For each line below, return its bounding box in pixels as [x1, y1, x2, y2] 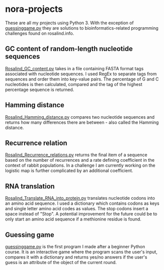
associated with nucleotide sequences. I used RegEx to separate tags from [5, 71, 157, 77]
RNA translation [5, 182, 55, 190]
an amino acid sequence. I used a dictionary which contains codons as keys [5, 200, 160, 206]
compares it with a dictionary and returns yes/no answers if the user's [5, 254, 148, 260]
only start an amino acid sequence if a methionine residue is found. [5, 216, 142, 222]
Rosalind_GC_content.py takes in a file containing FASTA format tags [5, 65, 144, 71]
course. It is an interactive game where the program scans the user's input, [5, 249, 158, 255]
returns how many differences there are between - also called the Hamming [5, 119, 159, 125]
